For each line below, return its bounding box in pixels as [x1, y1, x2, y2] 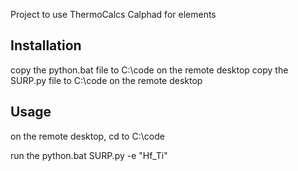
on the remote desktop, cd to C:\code [10, 130, 165, 142]
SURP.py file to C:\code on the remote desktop [10, 74, 203, 86]
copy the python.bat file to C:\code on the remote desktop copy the [10, 64, 289, 76]
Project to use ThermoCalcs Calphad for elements [10, 9, 217, 20]
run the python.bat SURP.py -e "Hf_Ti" [10, 149, 168, 161]
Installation [10, 37, 82, 54]
